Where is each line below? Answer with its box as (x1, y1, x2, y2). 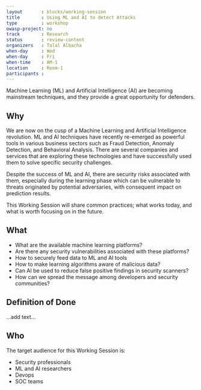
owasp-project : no (6, 25, 52, 32)
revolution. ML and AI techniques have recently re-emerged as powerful (6, 133, 185, 140)
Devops (14, 371, 34, 379)
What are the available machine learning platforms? (14, 241, 143, 248)
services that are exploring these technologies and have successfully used (6, 153, 192, 160)
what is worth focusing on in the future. (6, 208, 104, 215)
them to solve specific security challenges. (6, 159, 113, 166)
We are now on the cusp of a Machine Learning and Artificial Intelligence (6, 127, 187, 134)
